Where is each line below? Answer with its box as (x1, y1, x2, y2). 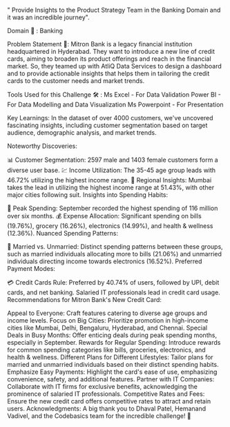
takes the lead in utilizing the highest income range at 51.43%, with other (7, 183, 215, 191)
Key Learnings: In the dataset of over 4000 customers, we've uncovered (7, 114, 213, 122)
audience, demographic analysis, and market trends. (7, 129, 157, 137)
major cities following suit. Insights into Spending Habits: (7, 191, 169, 199)
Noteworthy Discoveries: (7, 142, 77, 150)
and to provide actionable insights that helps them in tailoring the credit (7, 69, 210, 77)
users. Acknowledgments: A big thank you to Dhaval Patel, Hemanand (7, 404, 207, 412)
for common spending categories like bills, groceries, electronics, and (7, 345, 206, 354)
